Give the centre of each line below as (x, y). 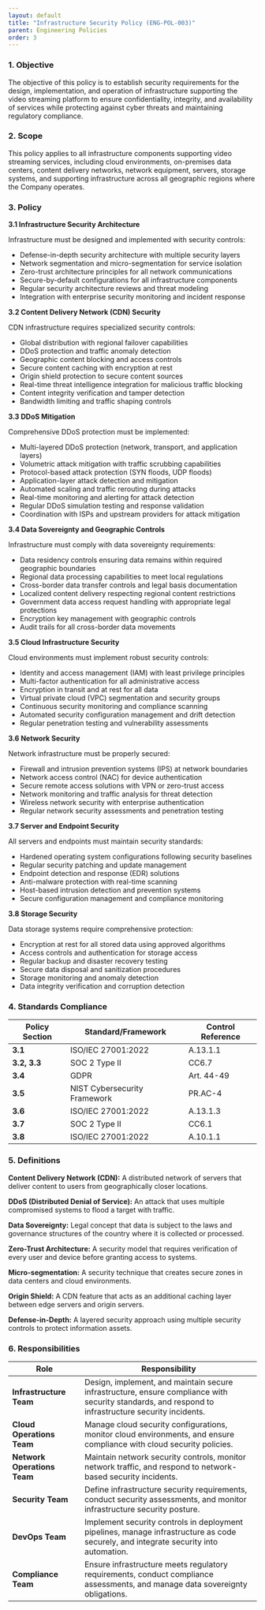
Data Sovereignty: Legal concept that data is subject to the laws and (120, 1225)
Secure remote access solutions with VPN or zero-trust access (122, 786)
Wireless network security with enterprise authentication (112, 803)
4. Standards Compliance (58, 1007)
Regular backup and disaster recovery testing (93, 961)
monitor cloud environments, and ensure (159, 1434)
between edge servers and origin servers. (76, 1304)
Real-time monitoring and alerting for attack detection (107, 498)
